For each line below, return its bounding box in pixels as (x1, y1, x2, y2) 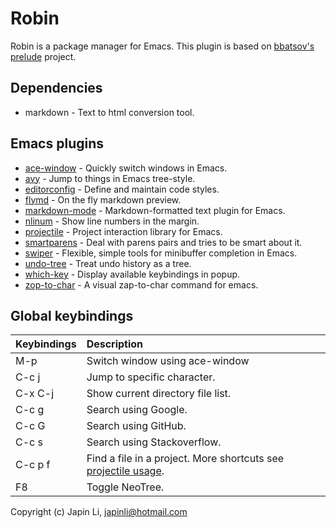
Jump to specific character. (86, 370, 216, 384)
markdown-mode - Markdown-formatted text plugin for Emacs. (24, 204, 286, 216)
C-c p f (15, 458, 51, 472)
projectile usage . (86, 464, 165, 478)
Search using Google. (86, 403, 188, 417)
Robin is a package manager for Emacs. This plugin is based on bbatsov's (10, 40, 315, 52)
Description (86, 337, 144, 351)
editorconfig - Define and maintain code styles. (24, 183, 220, 195)
